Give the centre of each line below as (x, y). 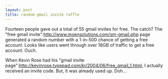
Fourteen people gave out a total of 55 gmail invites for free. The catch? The (84, 29)
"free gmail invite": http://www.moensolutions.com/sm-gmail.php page (78, 34)
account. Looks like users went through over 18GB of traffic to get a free (80, 45)
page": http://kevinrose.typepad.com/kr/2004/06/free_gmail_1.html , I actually (84, 65)
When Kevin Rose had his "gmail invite (45, 60)
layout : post (19, 10)
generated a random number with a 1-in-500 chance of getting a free (76, 39)
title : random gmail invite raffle (42, 15)
